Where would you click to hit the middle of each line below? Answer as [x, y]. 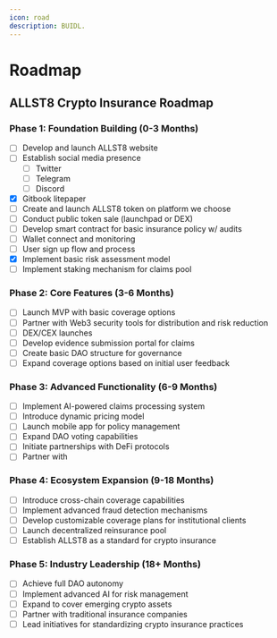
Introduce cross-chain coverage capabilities [103, 500]
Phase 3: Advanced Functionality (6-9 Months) [113, 387]
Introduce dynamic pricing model [83, 416]
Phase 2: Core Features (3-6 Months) [92, 293]
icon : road [29, 17]
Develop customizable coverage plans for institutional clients [134, 520]
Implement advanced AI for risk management [105, 594]
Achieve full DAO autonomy [72, 583]
